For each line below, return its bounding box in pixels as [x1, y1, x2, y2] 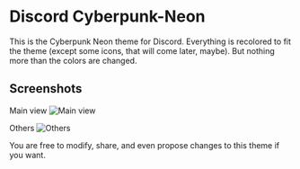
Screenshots [9, 81, 83, 96]
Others [9, 122, 35, 133]
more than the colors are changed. [9, 55, 137, 66]
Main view [9, 105, 48, 116]
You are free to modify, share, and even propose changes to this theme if [9, 139, 280, 150]
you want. [9, 149, 47, 160]
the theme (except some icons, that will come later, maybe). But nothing [9, 45, 276, 56]
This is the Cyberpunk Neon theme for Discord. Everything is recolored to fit [9, 36, 292, 47]
